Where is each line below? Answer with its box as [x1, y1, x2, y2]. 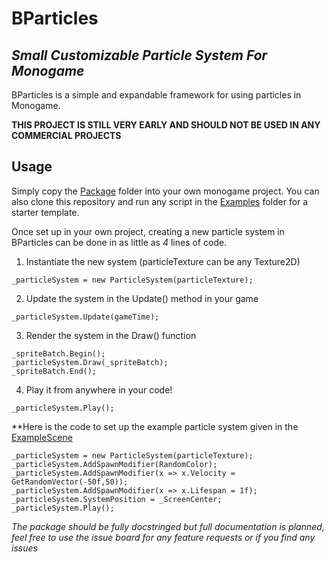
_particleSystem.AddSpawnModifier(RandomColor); [11, 459, 218, 469]
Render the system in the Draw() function [25, 329, 197, 341]
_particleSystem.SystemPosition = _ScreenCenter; [11, 494, 223, 504]
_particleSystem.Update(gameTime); [11, 312, 160, 322]
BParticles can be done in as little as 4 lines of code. [11, 236, 228, 248]
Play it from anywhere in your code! [25, 383, 173, 396]
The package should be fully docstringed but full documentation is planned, [11, 520, 325, 532]
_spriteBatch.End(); [11, 366, 98, 376]
